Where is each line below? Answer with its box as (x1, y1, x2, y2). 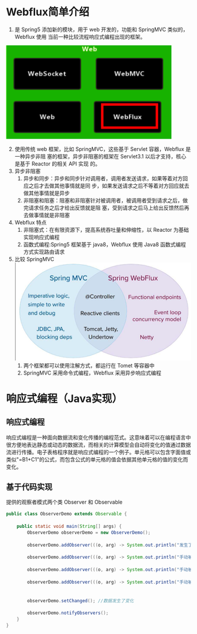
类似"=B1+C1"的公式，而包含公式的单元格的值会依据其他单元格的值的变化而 (6, 456, 189, 463)
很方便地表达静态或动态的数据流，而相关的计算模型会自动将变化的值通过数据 (6, 441, 191, 448)
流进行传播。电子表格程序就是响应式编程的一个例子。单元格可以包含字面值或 (6, 448, 191, 456)
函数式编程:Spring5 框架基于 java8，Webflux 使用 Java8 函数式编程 (23, 241, 186, 248)
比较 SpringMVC (14, 255, 55, 262)
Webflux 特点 (14, 218, 47, 226)
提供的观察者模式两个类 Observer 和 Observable (6, 498, 123, 505)
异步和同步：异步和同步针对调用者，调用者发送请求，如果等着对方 (23, 174, 183, 182)
